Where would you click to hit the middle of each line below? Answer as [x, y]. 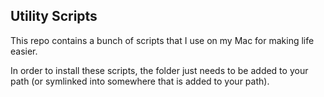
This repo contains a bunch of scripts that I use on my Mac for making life [162, 40]
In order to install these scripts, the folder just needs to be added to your [159, 70]
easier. [24, 51]
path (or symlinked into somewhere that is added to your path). [140, 81]
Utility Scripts [54, 16]
